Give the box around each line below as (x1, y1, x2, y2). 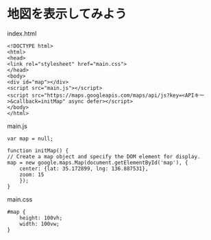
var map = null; (7, 135, 53, 142)
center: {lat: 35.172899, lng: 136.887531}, (19, 165, 149, 172)
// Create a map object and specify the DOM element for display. (7, 153, 201, 160)
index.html (7, 29, 37, 38)
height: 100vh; (19, 214, 63, 221)
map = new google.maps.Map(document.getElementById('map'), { (7, 159, 188, 166)
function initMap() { (7, 147, 69, 154)
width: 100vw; (19, 220, 60, 227)
